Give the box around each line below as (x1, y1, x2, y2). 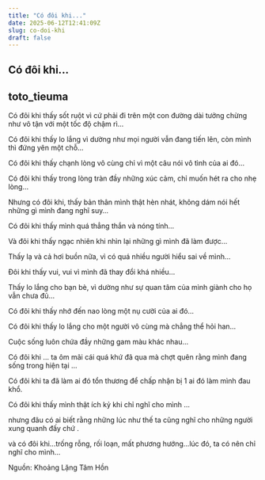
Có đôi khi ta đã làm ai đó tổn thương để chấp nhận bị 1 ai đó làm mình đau (8, 376, 251, 386)
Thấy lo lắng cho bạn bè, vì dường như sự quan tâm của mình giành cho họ (8, 283, 252, 292)
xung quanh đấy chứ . (8, 424, 79, 433)
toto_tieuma (8, 90, 69, 104)
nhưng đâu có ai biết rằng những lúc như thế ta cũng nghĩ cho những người (8, 415, 253, 425)
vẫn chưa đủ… (8, 291, 55, 301)
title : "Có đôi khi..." (8, 11, 87, 20)
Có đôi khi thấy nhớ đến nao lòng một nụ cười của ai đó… (8, 307, 195, 316)
